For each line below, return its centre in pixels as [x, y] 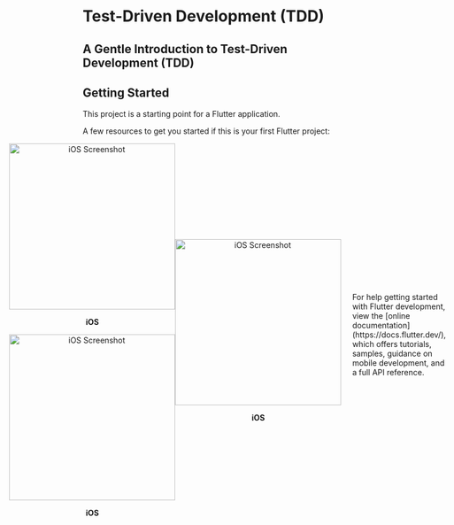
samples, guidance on [392, 353]
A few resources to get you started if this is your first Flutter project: [206, 131]
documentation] [381, 325]
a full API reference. [388, 372]
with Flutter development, [399, 306]
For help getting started [395, 297]
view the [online [381, 315]
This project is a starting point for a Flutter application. [181, 114]
